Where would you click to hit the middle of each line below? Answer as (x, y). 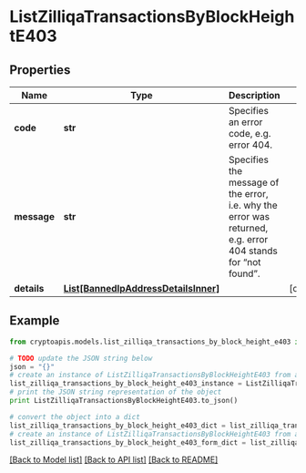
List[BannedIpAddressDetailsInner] (142, 288)
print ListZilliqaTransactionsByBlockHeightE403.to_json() (124, 401)
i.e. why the (253, 205)
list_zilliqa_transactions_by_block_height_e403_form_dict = (128, 442)
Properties (40, 70)
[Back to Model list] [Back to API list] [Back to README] (114, 460)
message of (254, 182)
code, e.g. (250, 134)
